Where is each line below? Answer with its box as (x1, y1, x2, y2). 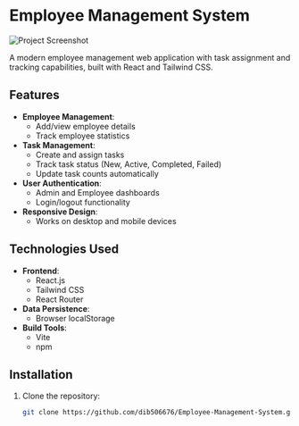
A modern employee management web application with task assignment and (9, 52, 291, 63)
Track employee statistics (35, 130, 130, 141)
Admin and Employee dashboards (35, 187, 161, 197)
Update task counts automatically (35, 168, 159, 179)
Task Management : (21, 139, 96, 150)
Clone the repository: (21, 390, 101, 402)
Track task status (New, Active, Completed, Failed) (35, 158, 222, 170)
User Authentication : (21, 178, 103, 188)
